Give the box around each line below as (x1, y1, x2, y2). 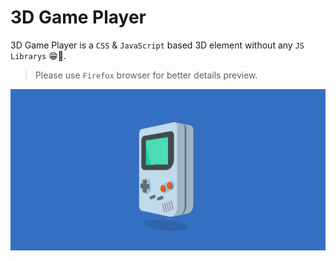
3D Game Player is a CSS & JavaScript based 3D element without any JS (10, 39, 305, 51)
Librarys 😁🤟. (10, 49, 67, 61)
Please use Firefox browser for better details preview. (34, 69, 258, 81)
